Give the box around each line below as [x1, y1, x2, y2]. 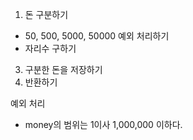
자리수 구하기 [24, 43, 77, 54]
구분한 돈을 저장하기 [24, 64, 103, 75]
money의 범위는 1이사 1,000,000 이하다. [24, 119, 183, 130]
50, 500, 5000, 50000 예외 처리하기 [24, 30, 170, 42]
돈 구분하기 [24, 9, 69, 20]
